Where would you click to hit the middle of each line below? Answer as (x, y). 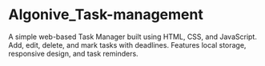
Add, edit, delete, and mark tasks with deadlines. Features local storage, (127, 45)
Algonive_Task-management (106, 15)
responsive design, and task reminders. (73, 53)
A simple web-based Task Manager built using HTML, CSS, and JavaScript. (133, 37)
